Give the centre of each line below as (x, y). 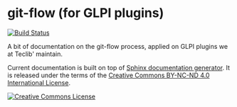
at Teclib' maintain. (35, 54)
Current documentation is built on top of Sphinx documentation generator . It (118, 67)
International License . (39, 82)
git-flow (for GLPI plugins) (86, 13)
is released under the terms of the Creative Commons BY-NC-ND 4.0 (109, 75)
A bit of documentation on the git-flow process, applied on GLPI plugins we (118, 46)
